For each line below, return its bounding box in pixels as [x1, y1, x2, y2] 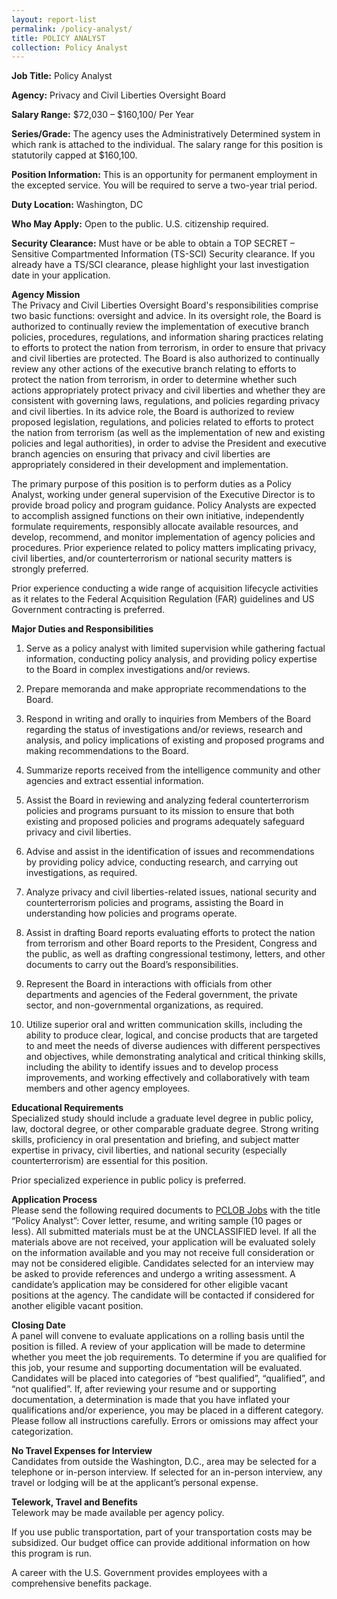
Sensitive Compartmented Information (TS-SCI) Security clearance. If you [11, 248, 316, 260]
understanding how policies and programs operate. [25, 907, 238, 920]
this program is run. [11, 1547, 93, 1560]
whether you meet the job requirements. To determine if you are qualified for [11, 1351, 327, 1363]
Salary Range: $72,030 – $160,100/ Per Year [11, 109, 195, 121]
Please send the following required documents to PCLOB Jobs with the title [11, 1204, 321, 1216]
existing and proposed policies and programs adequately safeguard [25, 816, 305, 828]
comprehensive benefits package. [11, 1577, 153, 1590]
